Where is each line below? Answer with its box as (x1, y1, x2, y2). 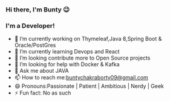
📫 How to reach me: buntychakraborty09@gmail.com (14, 74, 149, 81)
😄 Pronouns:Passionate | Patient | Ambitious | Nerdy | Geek (14, 82, 164, 90)
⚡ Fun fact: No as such (14, 90, 71, 97)
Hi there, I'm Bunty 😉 (5, 5, 70, 14)
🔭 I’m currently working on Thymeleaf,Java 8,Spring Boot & (14, 35, 162, 43)
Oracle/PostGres (14, 41, 56, 49)
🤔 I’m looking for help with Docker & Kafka (14, 61, 120, 68)
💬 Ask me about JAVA (14, 67, 69, 75)
